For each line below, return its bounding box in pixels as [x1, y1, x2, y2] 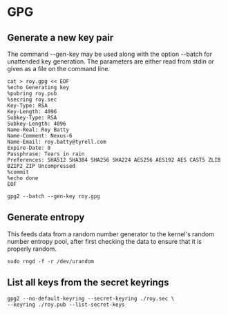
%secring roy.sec [7, 96, 57, 103]
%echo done [7, 175, 39, 182]
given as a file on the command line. [7, 65, 111, 73]
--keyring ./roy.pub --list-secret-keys [7, 301, 126, 308]
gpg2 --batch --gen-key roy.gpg [7, 193, 100, 200]
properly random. [7, 245, 57, 253]
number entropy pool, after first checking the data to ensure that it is [7, 237, 202, 245]
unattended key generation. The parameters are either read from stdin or [7, 57, 214, 66]
